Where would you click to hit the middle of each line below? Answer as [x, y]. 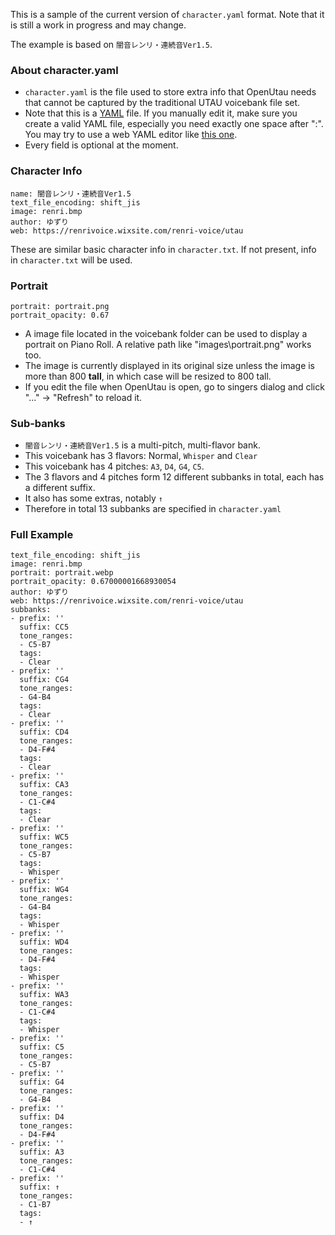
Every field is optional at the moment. [101, 145]
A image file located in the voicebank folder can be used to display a [166, 333]
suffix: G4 [42, 1082]
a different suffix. [60, 488]
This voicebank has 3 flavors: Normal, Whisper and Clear [141, 456]
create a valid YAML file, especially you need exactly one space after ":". [174, 124]
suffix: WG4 [44, 890]
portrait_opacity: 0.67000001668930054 [93, 582]
